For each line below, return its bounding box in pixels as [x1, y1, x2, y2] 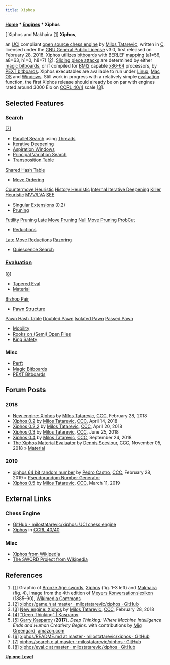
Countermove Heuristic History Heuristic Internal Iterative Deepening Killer [5, 186, 161, 193]
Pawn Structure [12, 306, 46, 312]
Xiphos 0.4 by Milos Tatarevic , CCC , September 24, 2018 [12, 434, 132, 440]
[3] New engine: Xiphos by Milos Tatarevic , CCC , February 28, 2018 [12, 606, 154, 612]
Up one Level [5, 653, 33, 660]
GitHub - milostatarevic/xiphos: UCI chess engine [12, 521, 116, 527]
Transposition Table [12, 157, 54, 163]
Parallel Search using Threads [12, 136, 76, 142]
